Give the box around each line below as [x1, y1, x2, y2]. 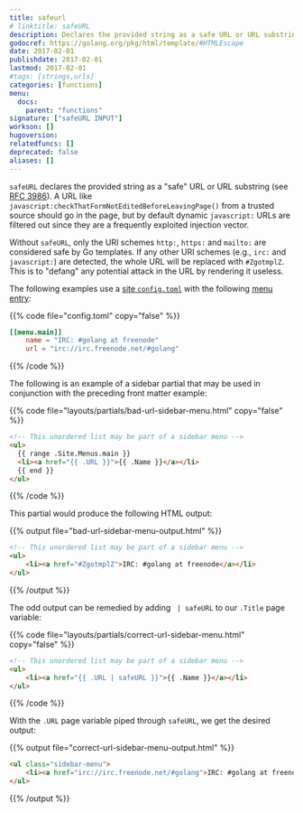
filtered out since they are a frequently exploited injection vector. [9, 219, 250, 230]
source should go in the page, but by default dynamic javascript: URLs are [9, 210, 291, 220]
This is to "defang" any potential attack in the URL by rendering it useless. [9, 266, 284, 276]
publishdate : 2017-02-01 [9, 55, 103, 64]
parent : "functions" [25, 106, 103, 115]
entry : [9, 293, 32, 304]
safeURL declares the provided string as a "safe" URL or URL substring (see [9, 181, 289, 192]
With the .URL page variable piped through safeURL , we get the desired [9, 715, 271, 726]
